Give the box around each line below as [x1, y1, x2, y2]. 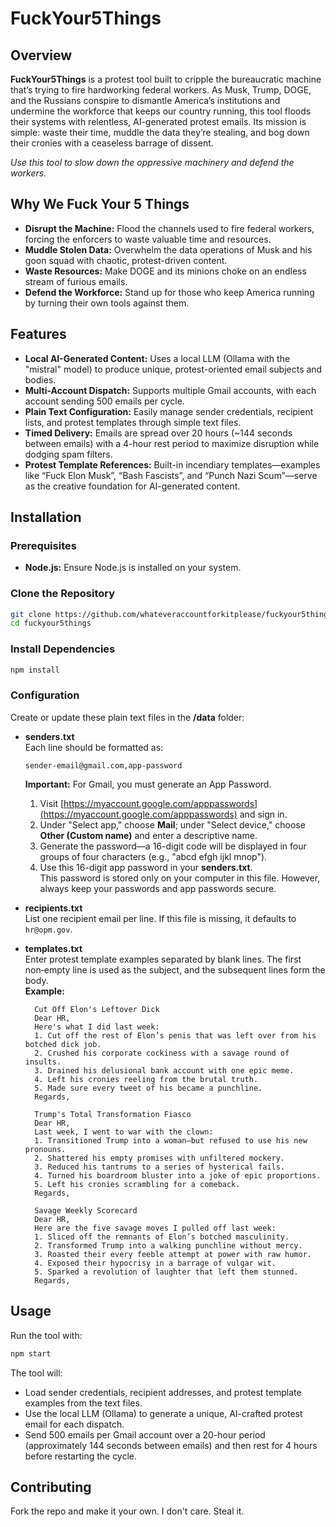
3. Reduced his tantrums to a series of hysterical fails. [34, 1162, 286, 1172]
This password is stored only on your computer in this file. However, [39, 872, 321, 884]
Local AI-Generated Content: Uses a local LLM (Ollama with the [24, 352, 291, 364]
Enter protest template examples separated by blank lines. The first [24, 953, 302, 965]
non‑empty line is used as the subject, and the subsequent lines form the [24, 963, 326, 976]
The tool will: [10, 1367, 63, 1379]
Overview [10, 47, 73, 64]
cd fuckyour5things [10, 618, 92, 629]
